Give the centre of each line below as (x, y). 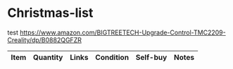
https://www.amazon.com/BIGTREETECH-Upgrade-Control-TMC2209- (123, 32)
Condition (112, 57)
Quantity (48, 57)
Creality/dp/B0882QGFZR (45, 39)
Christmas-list (50, 13)
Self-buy (151, 57)
